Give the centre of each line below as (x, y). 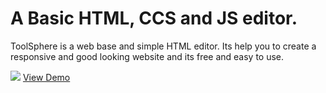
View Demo (46, 77)
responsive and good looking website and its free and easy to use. (147, 56)
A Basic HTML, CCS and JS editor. (154, 18)
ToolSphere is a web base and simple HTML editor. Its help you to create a (163, 46)
